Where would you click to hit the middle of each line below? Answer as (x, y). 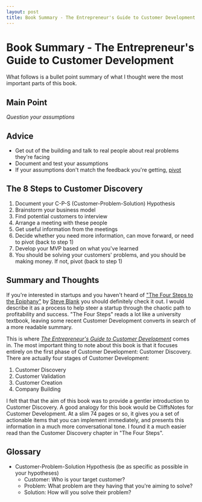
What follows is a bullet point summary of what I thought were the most (95, 77)
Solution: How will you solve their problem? (77, 492)
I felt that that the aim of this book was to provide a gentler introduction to (98, 400)
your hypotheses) (37, 473)
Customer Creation (39, 382)
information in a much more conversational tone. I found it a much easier (96, 426)
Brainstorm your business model (55, 210)
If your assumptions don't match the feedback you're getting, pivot (98, 170)
